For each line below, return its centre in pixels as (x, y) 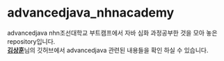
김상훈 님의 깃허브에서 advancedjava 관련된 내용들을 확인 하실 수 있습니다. (108, 50)
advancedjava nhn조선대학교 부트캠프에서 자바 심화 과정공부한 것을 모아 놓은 (112, 33)
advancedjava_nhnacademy (91, 13)
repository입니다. (31, 41)
